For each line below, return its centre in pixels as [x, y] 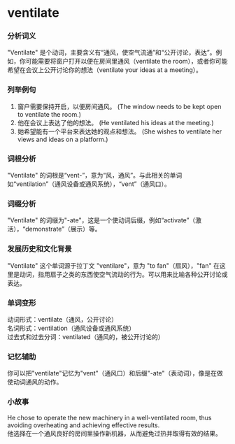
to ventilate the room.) [49, 114]
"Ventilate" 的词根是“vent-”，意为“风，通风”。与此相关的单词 [95, 176]
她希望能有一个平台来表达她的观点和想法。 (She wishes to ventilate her [120, 131]
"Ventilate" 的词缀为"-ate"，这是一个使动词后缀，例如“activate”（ [101, 220]
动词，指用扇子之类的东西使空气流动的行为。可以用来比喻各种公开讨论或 [123, 274]
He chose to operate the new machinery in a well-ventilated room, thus [109, 417]
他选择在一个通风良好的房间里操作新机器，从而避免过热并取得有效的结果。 [114, 433]
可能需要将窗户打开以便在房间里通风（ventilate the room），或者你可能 [127, 62]
